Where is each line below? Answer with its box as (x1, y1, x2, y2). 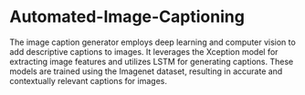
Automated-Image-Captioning (9, 6, 245, 27)
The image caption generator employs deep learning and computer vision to (9, 37, 297, 47)
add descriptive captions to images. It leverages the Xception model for (9, 46, 279, 57)
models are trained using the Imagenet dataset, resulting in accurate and (9, 66, 283, 77)
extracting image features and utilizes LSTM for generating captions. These (9, 56, 294, 67)
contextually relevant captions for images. (9, 75, 167, 86)
